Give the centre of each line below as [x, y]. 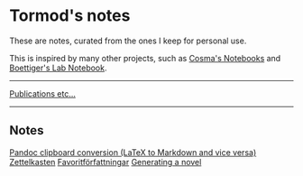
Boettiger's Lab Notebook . [58, 68]
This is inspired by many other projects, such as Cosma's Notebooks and [145, 58]
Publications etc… [43, 93]
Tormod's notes [70, 16]
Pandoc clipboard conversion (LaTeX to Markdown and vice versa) [133, 152]
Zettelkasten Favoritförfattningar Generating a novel [106, 162]
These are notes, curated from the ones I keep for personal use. [128, 41]
